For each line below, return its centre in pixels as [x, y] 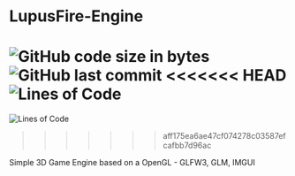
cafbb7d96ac [187, 145]
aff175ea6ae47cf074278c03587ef [224, 136]
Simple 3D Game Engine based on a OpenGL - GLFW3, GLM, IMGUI [132, 163]
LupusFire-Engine [76, 16]
